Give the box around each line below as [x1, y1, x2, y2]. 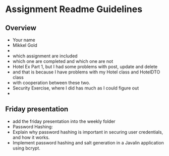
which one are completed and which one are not [12, 58, 114, 64]
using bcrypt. [12, 145, 40, 151]
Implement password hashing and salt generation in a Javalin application [12, 139, 164, 145]
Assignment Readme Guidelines [5, 4, 143, 15]
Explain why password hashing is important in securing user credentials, [12, 129, 163, 135]
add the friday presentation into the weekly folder [12, 118, 116, 124]
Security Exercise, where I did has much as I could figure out [12, 85, 139, 91]
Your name [12, 37, 35, 43]
